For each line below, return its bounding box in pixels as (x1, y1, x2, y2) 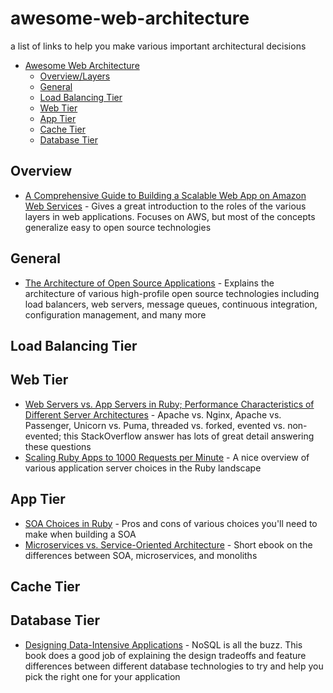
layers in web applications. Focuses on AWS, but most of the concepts (24, 210, 316, 222)
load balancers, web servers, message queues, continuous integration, (24, 298, 318, 310)
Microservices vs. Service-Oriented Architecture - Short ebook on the (24, 538, 313, 551)
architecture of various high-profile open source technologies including (24, 287, 320, 299)
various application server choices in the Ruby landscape (24, 462, 262, 474)
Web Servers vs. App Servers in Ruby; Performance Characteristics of (24, 398, 315, 410)
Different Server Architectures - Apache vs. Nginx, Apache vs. (24, 408, 282, 421)
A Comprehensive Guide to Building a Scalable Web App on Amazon (24, 189, 307, 201)
